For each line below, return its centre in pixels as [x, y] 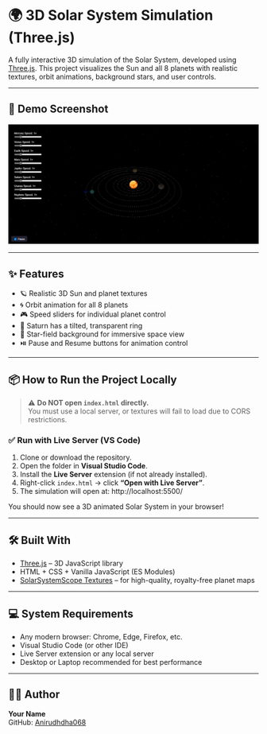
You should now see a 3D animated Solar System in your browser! [116, 507]
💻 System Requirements [71, 614]
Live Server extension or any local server [87, 654]
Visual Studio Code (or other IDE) [74, 645]
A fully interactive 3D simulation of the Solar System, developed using [122, 60]
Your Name [27, 713]
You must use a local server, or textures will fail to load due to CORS [139, 411]
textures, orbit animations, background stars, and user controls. [112, 76]
